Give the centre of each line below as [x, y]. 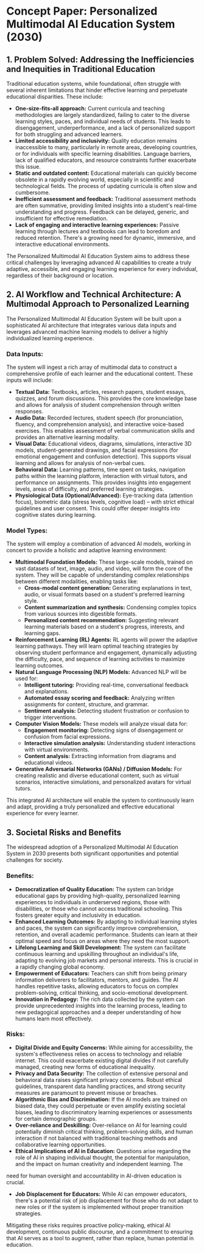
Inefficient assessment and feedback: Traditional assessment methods [106, 199]
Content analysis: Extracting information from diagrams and [100, 756]
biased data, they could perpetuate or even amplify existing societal [100, 1106]
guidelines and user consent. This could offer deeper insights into [98, 508]
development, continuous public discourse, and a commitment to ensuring [100, 1232]
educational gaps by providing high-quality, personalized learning [97, 896]
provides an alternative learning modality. [67, 437]
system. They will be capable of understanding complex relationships [102, 575]
